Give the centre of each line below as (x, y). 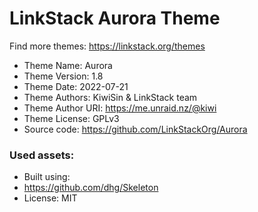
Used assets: (42, 155)
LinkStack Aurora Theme (115, 18)
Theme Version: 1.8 (63, 76)
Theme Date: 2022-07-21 (76, 86)
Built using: (47, 177)
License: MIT (50, 198)
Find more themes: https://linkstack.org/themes (107, 46)
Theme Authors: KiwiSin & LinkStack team (110, 97)
